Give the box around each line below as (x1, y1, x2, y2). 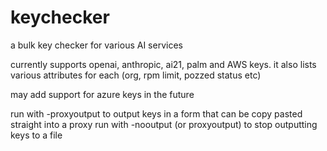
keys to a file (10, 129, 63, 141)
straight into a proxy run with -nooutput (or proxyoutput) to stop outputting (10, 118, 318, 130)
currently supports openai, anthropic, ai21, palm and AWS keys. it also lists (10, 58, 317, 70)
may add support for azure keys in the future (10, 88, 195, 100)
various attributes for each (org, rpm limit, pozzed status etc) (10, 69, 262, 81)
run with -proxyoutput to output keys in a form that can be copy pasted (10, 107, 303, 120)
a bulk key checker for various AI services (10, 39, 183, 51)
